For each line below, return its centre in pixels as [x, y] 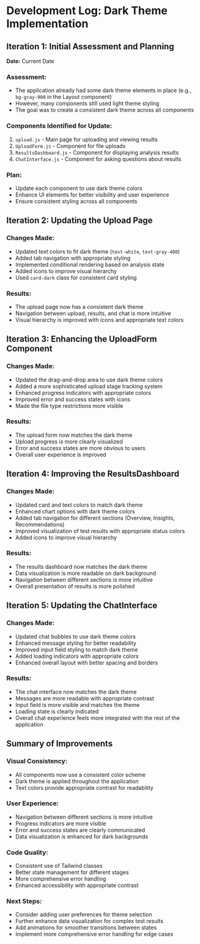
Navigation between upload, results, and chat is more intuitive [93, 313]
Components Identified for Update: [59, 126]
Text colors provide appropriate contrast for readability [84, 787]
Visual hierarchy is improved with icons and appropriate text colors [99, 319]
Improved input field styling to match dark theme [76, 649]
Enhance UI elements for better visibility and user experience [92, 195]
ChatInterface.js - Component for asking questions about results [98, 159]
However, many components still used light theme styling [87, 103]
